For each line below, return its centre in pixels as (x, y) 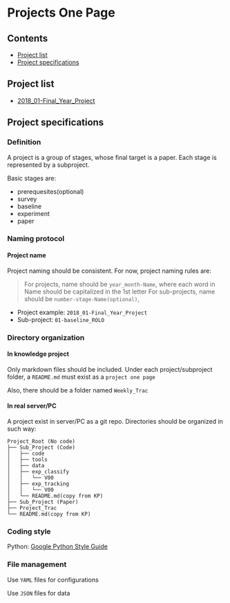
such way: (22, 429)
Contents (28, 38)
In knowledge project (38, 354)
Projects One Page (61, 13)
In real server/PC (32, 406)
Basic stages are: (32, 178)
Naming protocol (36, 239)
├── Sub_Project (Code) (41, 447)
